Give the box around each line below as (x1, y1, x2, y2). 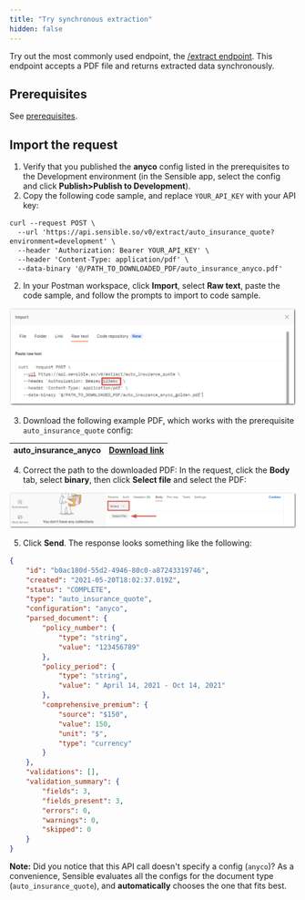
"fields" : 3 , (42, 786, 92, 796)
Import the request (9, 137, 118, 152)
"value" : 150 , (57, 720, 112, 729)
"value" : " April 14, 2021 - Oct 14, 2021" (57, 681, 226, 690)
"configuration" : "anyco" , (25, 604, 128, 614)
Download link (108, 445, 165, 455)
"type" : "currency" (57, 739, 132, 748)
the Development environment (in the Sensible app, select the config (22, 171, 280, 182)
